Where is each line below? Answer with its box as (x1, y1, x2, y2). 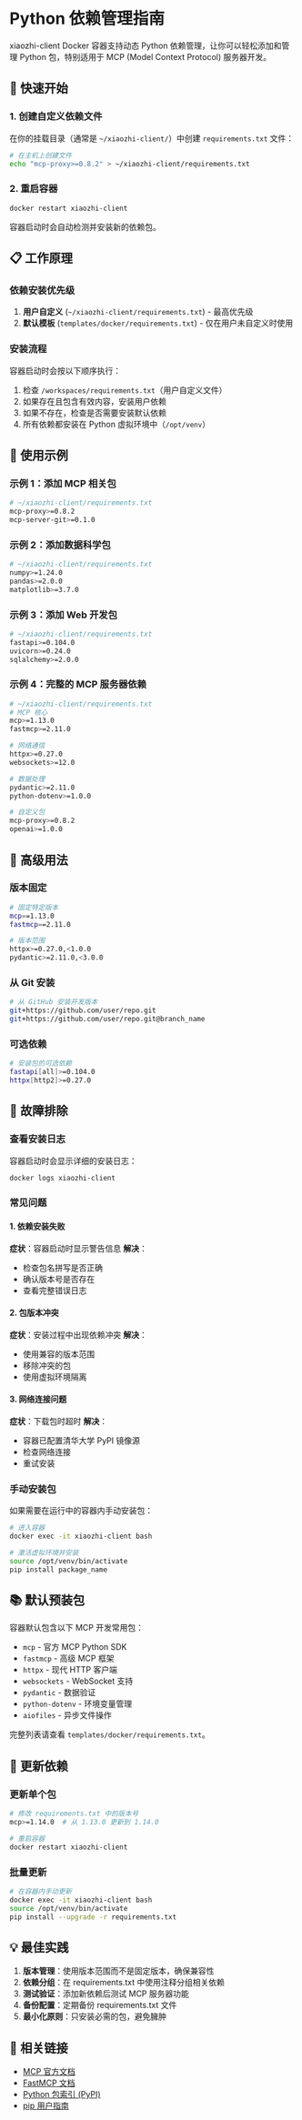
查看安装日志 (9, 1133, 66, 1146)
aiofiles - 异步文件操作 (22, 1710, 112, 1721)
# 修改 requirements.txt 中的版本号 (9, 1809, 139, 1819)
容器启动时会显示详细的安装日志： (9, 1155, 137, 1166)
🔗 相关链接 (9, 2040, 68, 2055)
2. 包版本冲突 (9, 1307, 59, 1319)
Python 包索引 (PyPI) (22, 2089, 102, 2100)
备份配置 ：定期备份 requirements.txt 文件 (22, 2000, 177, 2011)
